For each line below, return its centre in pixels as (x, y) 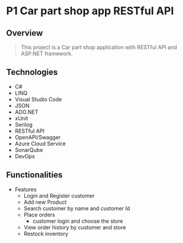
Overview (25, 33)
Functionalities (34, 175)
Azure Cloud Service (40, 144)
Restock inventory (46, 233)
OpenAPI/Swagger (38, 137)
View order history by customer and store (75, 227)
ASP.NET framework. (47, 54)
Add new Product (45, 202)
